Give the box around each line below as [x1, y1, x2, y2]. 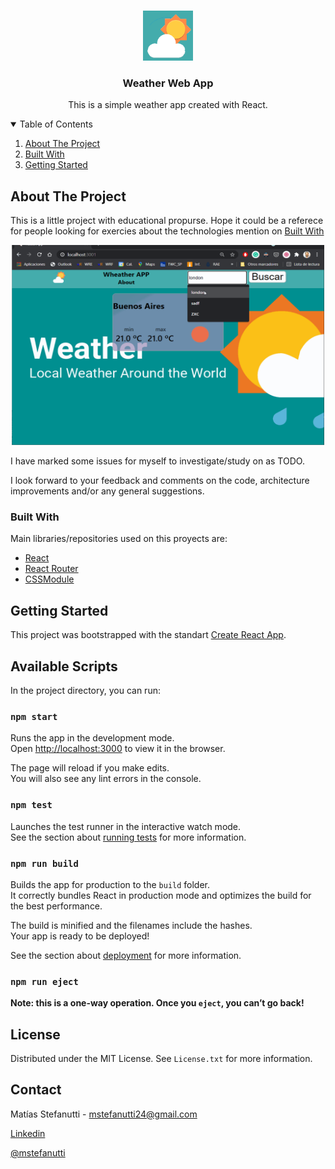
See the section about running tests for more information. [10, 831, 247, 843]
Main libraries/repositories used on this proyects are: [10, 533, 228, 545]
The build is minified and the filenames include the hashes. [10, 919, 253, 931]
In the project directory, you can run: [10, 685, 161, 697]
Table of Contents [19, 118, 93, 130]
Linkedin [10, 1127, 46, 1139]
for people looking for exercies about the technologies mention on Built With [10, 225, 325, 237]
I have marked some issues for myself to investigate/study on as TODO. [10, 455, 305, 467]
